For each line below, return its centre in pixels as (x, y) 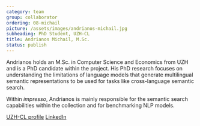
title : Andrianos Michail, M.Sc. (48, 39)
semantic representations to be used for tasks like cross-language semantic (100, 81)
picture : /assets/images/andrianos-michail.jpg (67, 28)
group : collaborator (32, 17)
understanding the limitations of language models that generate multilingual (100, 75)
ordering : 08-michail (33, 23)
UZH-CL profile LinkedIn (36, 116)
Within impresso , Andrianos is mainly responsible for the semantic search (97, 99)
